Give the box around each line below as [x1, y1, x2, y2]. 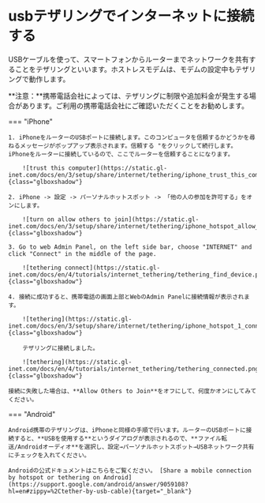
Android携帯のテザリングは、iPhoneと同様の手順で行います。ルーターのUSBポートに [8, 426, 246, 434]
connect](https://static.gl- [64, 264, 160, 272]
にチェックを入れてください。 [8, 451, 91, 459]
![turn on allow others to [22, 215, 111, 223]
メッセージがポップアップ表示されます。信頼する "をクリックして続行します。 [19, 141, 237, 150]
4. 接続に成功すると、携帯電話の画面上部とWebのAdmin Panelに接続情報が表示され [8, 293, 244, 301]
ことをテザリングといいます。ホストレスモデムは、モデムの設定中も [14, 64, 236, 73]
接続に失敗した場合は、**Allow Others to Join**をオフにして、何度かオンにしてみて [8, 387, 257, 395]
